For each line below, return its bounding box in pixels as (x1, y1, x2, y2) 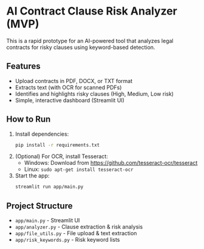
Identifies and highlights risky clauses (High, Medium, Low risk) (15, 90, 174, 98)
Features (6, 61, 41, 71)
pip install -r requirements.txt (15, 142, 100, 148)
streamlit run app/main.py (15, 184, 84, 190)
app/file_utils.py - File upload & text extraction (15, 230, 137, 237)
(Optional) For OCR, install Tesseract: (15, 153, 108, 160)
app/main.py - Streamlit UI (15, 217, 80, 224)
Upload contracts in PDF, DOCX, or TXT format (15, 77, 133, 84)
